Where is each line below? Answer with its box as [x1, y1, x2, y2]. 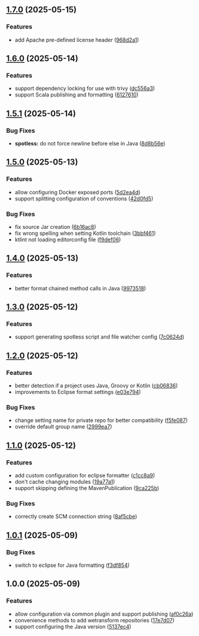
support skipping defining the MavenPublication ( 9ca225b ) [14, 485, 159, 492]
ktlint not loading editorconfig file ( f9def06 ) [14, 236, 121, 243]
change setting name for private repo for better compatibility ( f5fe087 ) [14, 417, 188, 424]
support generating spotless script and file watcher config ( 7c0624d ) [14, 333, 185, 340]
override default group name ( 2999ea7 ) [14, 423, 112, 430]
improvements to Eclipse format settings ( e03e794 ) [14, 389, 141, 396]
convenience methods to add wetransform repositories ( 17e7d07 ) [14, 616, 175, 623]
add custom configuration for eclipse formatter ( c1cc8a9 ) [14, 472, 156, 479]
